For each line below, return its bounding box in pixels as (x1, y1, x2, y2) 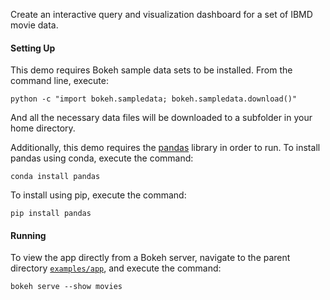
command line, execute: (10, 75, 110, 87)
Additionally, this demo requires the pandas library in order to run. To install (10, 142, 321, 154)
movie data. (10, 19, 59, 31)
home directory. (10, 122, 76, 134)
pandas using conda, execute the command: (10, 152, 194, 164)
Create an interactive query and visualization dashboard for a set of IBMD (10, 9, 313, 20)
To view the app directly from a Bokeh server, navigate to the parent (10, 252, 291, 264)
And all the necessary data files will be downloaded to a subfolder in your (10, 112, 313, 124)
